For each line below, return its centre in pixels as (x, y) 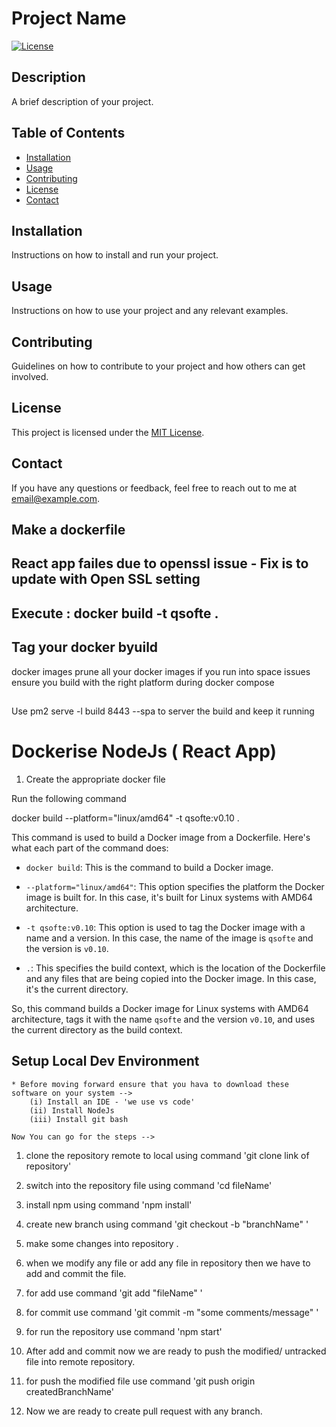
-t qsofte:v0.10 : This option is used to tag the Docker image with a (165, 927)
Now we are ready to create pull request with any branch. (144, 1411)
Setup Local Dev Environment (105, 1061)
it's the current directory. (77, 989)
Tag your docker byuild (85, 647)
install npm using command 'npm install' (109, 1204)
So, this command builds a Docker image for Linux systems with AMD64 (160, 1008)
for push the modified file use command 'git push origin (140, 1381)
